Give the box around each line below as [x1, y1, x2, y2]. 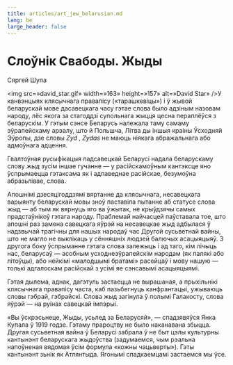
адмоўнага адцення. [7, 141, 68, 149]
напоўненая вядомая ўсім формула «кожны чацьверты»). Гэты [7, 343, 195, 351]
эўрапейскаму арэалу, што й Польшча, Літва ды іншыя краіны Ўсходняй [7, 127, 223, 135]
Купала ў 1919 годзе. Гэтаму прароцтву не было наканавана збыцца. [7, 321, 211, 329]
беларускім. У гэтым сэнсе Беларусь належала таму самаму [7, 119, 190, 127]
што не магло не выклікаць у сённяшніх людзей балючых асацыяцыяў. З [7, 234, 224, 243]
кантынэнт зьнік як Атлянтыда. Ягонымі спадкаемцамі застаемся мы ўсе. [7, 350, 227, 359]
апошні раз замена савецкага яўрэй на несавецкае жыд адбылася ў [7, 220, 211, 228]
